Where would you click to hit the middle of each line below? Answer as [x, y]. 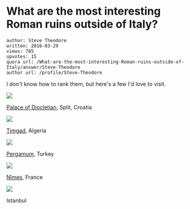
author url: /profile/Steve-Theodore [54, 72]
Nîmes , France [25, 177]
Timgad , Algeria [27, 130]
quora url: [20, 62]
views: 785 [20, 51]
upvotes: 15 [21, 56]
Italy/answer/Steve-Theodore [43, 67]
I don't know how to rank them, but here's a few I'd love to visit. [86, 84]
